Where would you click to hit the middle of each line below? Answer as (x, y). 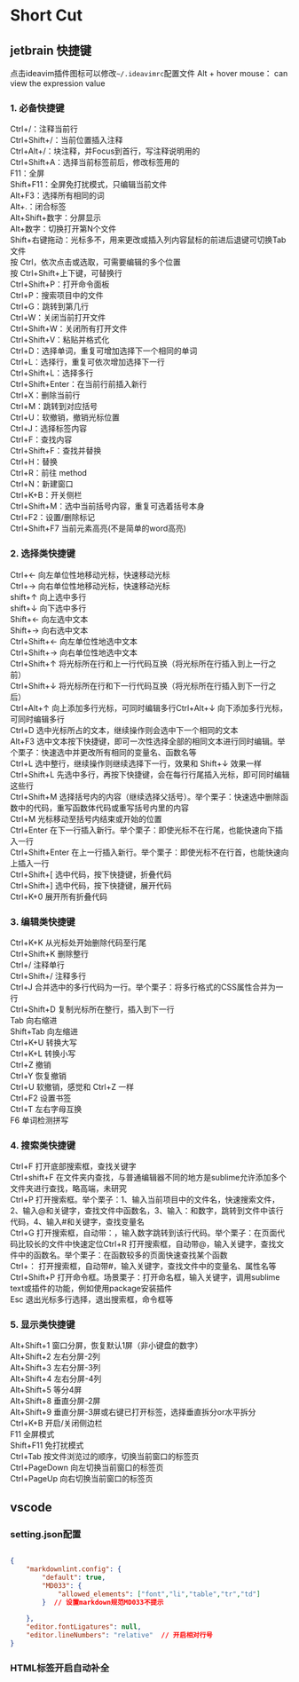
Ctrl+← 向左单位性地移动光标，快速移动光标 (90, 574)
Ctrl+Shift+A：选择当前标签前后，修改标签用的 (95, 162)
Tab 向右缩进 (34, 1020)
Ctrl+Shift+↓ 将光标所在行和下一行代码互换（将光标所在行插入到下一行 (139, 685)
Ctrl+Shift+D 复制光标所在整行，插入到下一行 (92, 1009)
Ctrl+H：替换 (34, 462)
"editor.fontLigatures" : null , (84, 1627)
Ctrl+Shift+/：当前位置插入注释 (67, 140)
